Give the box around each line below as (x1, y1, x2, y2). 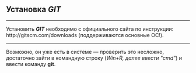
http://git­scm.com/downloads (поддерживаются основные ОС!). (6, 31, 164, 38)
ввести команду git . (6, 60, 56, 67)
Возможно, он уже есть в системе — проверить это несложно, (6, 48, 164, 55)
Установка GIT (6, 5, 61, 14)
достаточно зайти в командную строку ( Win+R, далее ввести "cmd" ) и (6, 54, 183, 61)
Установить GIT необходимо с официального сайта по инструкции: (6, 25, 174, 32)
